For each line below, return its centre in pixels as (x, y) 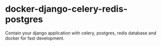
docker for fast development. (35, 38)
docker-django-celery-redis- (66, 9)
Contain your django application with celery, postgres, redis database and (81, 33)
